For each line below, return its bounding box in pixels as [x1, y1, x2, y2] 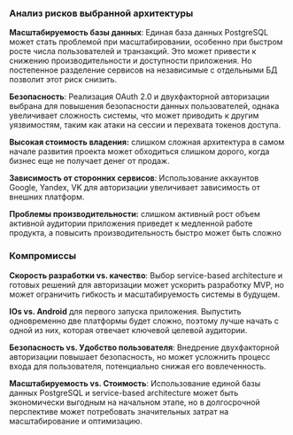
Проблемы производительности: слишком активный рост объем [9, 209, 261, 220]
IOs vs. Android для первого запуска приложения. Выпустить [9, 306, 242, 316]
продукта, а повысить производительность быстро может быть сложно [9, 228, 281, 238]
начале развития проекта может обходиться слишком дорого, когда [9, 146, 270, 157]
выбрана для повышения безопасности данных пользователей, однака [9, 101, 280, 112]
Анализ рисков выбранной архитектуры [9, 7, 194, 19]
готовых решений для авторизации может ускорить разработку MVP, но [9, 279, 285, 290]
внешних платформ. [9, 191, 85, 202]
